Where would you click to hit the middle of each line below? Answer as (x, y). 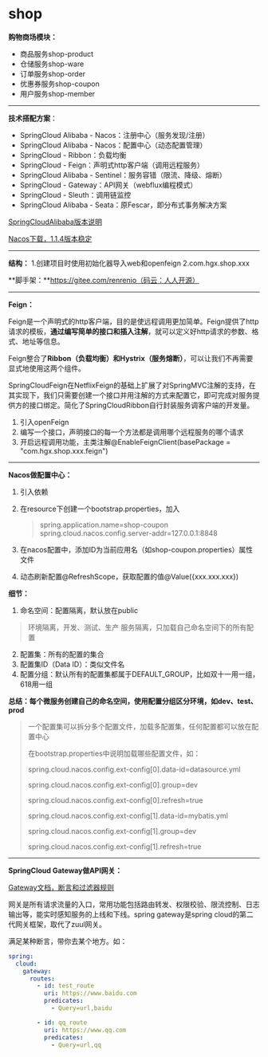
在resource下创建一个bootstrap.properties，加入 (100, 509)
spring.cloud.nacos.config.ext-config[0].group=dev (112, 784)
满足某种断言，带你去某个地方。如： (68, 941)
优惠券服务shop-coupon (59, 84)
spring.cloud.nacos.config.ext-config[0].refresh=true (115, 800)
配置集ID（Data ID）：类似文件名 (72, 664)
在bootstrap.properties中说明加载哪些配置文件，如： (114, 753)
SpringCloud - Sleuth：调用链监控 (75, 195)
